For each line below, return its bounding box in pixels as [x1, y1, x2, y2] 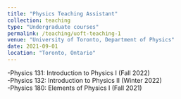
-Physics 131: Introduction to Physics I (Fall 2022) [7, 68, 150, 77]
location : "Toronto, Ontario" [7, 50, 96, 57]
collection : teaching [7, 17, 71, 24]
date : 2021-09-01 [7, 43, 58, 50]
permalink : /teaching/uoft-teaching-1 [7, 29, 121, 37]
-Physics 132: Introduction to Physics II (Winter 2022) [7, 76, 162, 84]
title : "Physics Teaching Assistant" [7, 10, 118, 18]
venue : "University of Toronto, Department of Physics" [7, 37, 175, 44]
